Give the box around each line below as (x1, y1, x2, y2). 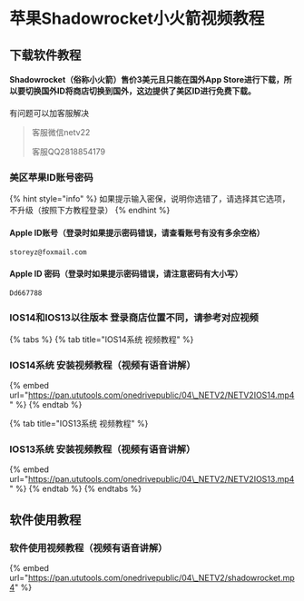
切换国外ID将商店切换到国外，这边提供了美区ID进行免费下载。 (25, 85, 257, 96)
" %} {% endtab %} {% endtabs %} (9, 483, 142, 495)
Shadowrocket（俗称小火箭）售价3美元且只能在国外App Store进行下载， (9, 74, 284, 85)
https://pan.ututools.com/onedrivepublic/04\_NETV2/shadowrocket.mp (27, 573, 295, 584)
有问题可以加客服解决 (9, 107, 89, 118)
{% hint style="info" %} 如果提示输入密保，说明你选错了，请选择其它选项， (9, 193, 290, 204)
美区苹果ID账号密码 (9, 171, 93, 183)
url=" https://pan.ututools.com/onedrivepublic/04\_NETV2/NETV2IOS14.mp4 (9, 389, 295, 400)
